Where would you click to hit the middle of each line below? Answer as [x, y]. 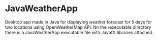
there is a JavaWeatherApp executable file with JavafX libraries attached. [79, 32]
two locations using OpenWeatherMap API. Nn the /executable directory [78, 27]
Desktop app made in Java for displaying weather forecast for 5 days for [79, 22]
